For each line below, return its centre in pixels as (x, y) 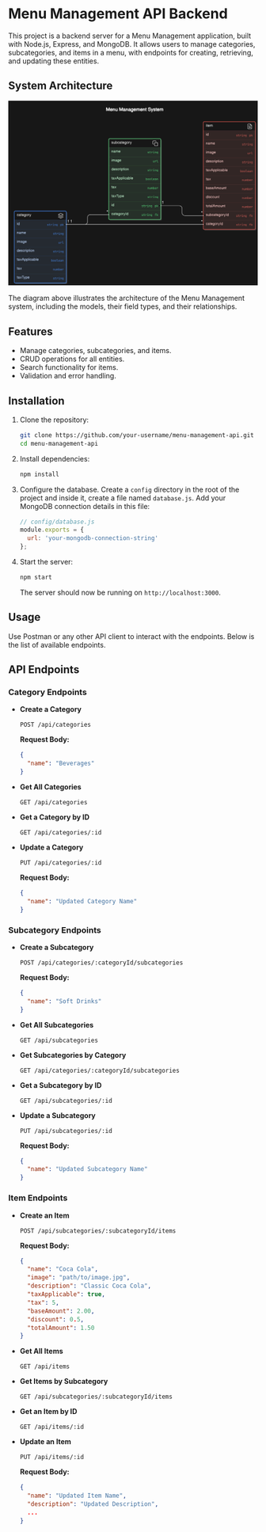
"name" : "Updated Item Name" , (77, 1496)
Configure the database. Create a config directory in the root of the (129, 489)
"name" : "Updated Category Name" (82, 901)
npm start (36, 578)
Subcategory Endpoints (55, 929)
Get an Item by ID (48, 1412)
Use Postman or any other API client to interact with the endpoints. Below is (131, 636)
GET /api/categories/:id (61, 833)
